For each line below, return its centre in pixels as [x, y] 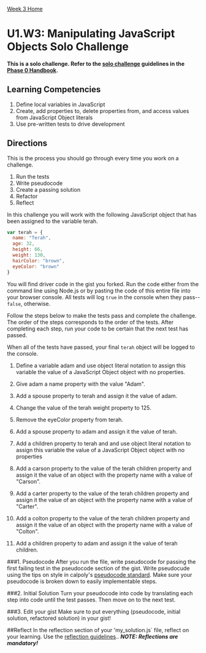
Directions [27, 143]
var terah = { [25, 232]
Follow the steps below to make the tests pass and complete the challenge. [102, 315]
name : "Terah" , [32, 238]
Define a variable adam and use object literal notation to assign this [101, 366]
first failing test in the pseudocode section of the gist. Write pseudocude [98, 568]
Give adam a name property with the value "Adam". [81, 384]
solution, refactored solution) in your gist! [59, 618]
